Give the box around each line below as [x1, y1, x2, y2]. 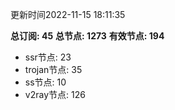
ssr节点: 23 [24, 51, 72, 63]
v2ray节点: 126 [24, 89, 86, 100]
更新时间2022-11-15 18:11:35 [10, 9, 126, 20]
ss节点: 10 [24, 76, 67, 88]
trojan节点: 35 [24, 64, 83, 75]
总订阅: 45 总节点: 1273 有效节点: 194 [10, 30, 165, 42]
